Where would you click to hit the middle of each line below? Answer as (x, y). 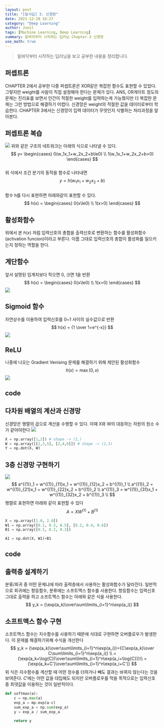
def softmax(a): (22, 694)
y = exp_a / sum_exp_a (37, 712)
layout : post (18, 10)
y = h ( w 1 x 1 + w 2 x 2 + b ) (82, 181)
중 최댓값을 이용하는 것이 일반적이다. (40, 684)
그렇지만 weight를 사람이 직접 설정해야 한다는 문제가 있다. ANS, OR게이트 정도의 (82, 92)
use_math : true (21, 42)
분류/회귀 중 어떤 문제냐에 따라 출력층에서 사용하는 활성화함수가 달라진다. (74, 584)
